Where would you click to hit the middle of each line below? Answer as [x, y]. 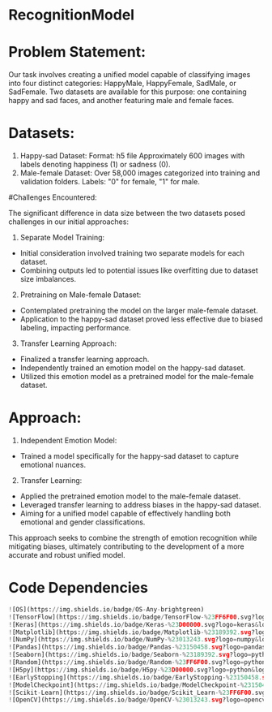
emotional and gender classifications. [83, 522]
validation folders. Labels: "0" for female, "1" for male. [110, 182]
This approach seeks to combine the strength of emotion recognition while [133, 538]
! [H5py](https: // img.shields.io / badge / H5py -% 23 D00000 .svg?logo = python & [132, 670]
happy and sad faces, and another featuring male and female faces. [121, 101]
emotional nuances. [53, 465]
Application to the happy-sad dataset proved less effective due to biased [141, 319]
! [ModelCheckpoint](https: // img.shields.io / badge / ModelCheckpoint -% [126, 685]
